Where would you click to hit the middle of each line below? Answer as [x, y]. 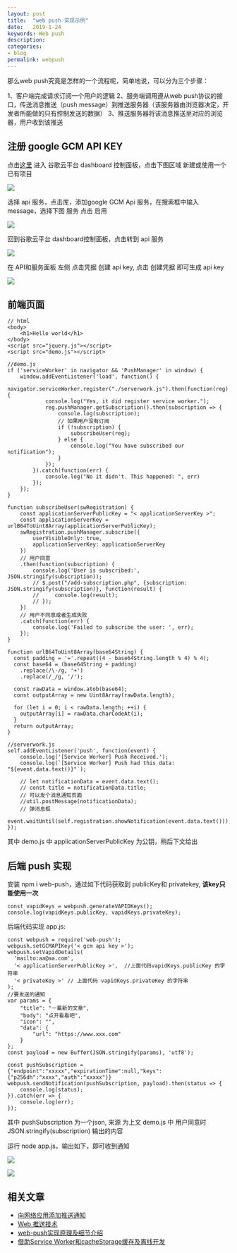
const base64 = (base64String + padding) [75, 665]
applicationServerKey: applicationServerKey [99, 545]
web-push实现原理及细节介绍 [60, 1233]
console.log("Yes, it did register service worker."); [127, 402]
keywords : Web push [36, 33]
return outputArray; [44, 726]
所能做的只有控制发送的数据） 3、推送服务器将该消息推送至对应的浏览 [121, 113]
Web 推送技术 [37, 1224]
